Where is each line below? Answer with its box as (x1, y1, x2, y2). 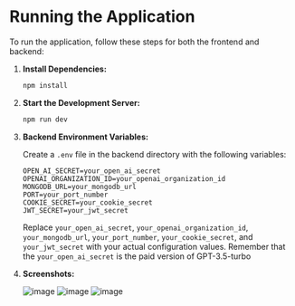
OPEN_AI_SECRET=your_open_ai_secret (22, 166, 161, 176)
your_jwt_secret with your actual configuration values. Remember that (22, 241, 286, 252)
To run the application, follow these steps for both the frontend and (9, 36, 260, 47)
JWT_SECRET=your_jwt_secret (22, 206, 128, 215)
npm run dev (22, 115, 68, 124)
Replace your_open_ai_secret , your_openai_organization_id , (22, 222, 249, 233)
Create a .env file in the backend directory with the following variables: (22, 148, 287, 159)
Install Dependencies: (22, 63, 107, 74)
